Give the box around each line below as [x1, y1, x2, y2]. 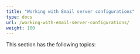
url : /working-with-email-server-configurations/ [6, 19, 130, 25]
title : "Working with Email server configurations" [6, 8, 135, 15]
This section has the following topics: [6, 41, 96, 48]
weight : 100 [6, 25, 35, 31]
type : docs [6, 14, 33, 20]
